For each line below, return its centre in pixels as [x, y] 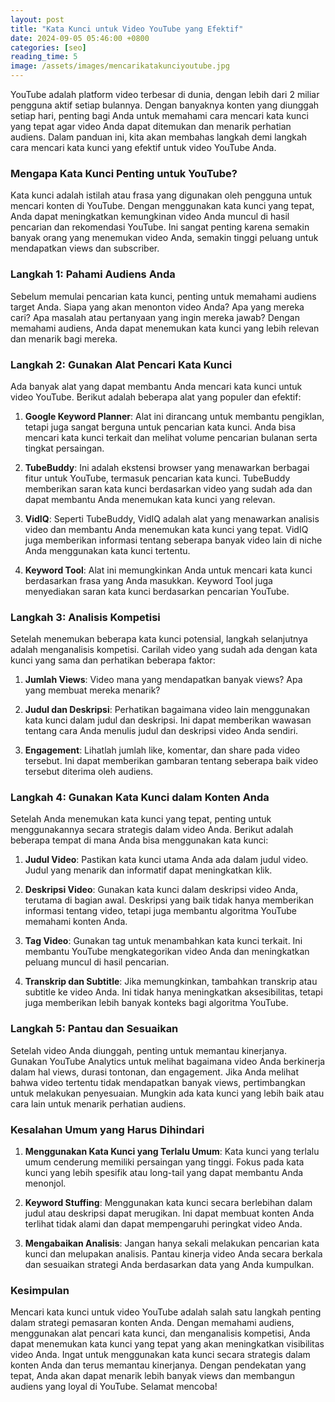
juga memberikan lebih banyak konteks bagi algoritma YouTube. [156, 1003]
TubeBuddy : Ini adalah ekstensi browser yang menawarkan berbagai [167, 467]
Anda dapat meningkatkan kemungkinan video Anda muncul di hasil [150, 217]
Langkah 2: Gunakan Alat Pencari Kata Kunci [121, 364]
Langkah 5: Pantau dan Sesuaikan [94, 1029]
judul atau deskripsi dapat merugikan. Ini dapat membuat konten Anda [169, 1213]
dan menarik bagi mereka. [64, 338]
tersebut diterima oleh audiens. [89, 772]
